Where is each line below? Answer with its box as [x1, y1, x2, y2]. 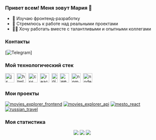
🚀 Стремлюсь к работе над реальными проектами [12, 21, 118, 27]
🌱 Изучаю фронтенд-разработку [12, 16, 80, 22]
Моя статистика [5, 119, 45, 126]
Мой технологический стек [5, 61, 74, 68]
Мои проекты [5, 90, 39, 97]
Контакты [5, 38, 30, 45]
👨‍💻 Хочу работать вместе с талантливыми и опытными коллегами [12, 26, 152, 32]
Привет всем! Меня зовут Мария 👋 [5, 4, 92, 11]
